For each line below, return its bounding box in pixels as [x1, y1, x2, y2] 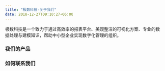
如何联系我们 [5, 60, 36, 67]
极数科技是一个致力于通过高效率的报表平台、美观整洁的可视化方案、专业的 [5, 26, 156, 32]
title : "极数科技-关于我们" [5, 7, 56, 12]
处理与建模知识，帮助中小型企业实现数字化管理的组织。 [9, 32, 121, 38]
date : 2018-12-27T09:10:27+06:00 [5, 12, 74, 17]
